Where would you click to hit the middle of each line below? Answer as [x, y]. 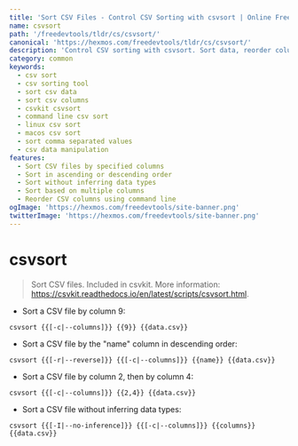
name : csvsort [35, 26]
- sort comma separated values [75, 141]
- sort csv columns [53, 100]
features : [27, 158]
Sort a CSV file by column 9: [74, 311]
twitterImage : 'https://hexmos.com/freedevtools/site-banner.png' [134, 215]
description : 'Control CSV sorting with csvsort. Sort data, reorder [141, 51]
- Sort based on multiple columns [81, 191]
